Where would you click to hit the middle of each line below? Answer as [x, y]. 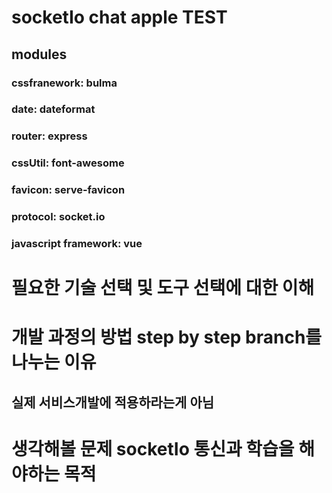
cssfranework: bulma [64, 83]
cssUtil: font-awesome [68, 163]
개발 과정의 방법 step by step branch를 [167, 337]
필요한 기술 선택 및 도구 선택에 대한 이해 [163, 288]
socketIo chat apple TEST [119, 17]
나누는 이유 [54, 362]
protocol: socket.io [58, 217]
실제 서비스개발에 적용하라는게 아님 [113, 402]
